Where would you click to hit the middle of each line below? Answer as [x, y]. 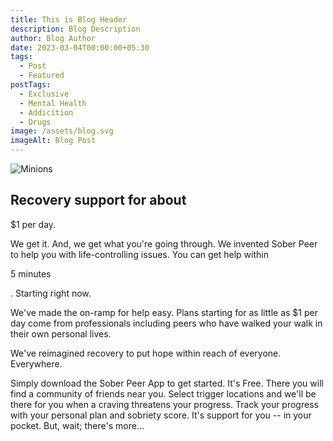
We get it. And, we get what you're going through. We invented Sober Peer [164, 243]
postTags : [31, 85]
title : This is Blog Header [69, 19]
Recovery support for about [98, 200]
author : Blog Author [53, 38]
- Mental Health [53, 103]
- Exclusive [44, 94]
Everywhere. [36, 363]
